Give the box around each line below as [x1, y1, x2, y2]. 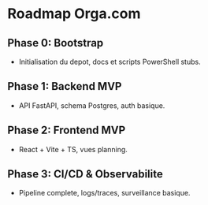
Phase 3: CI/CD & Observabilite [7, 167, 163, 181]
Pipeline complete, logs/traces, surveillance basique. [18, 188, 191, 198]
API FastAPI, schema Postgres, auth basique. [18, 100, 165, 110]
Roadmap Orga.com [7, 5, 141, 23]
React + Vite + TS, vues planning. [18, 144, 128, 154]
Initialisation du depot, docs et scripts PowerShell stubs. [18, 57, 202, 66]
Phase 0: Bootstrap [7, 36, 104, 50]
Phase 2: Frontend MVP [7, 124, 126, 137]
